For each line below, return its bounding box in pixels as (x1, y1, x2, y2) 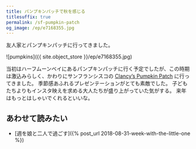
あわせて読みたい (6, 113, 68, 123)
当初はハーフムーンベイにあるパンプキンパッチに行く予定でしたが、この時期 (6, 65, 190, 72)
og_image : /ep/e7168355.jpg (6, 25, 75, 31)
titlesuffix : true (6, 14, 51, 20)
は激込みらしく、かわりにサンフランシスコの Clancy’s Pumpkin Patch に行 (6, 72, 185, 79)
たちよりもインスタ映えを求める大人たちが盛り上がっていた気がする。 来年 (6, 87, 187, 94)
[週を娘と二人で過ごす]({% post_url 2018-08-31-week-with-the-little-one (14, 130, 191, 137)
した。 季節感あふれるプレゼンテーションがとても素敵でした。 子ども (21, 80, 188, 87)
